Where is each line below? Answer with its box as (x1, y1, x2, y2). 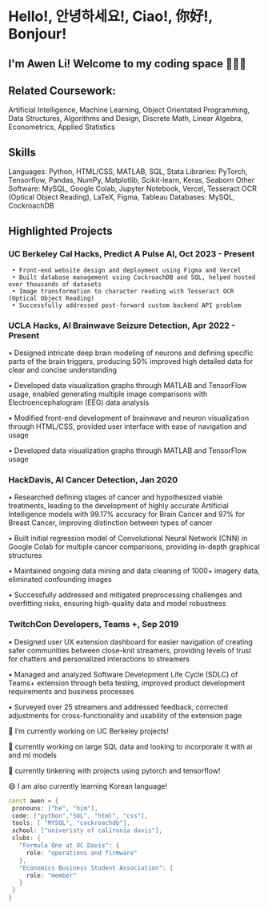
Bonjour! (8, 25, 67, 43)
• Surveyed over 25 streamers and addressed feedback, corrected (8, 702, 228, 712)
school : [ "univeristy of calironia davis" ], (11, 826, 162, 834)
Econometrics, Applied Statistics (8, 122, 116, 132)
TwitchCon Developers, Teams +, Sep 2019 (8, 619, 179, 630)
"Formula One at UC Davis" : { (18, 842, 120, 850)
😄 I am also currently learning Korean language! (8, 781, 168, 790)
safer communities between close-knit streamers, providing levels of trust (8, 645, 252, 655)
